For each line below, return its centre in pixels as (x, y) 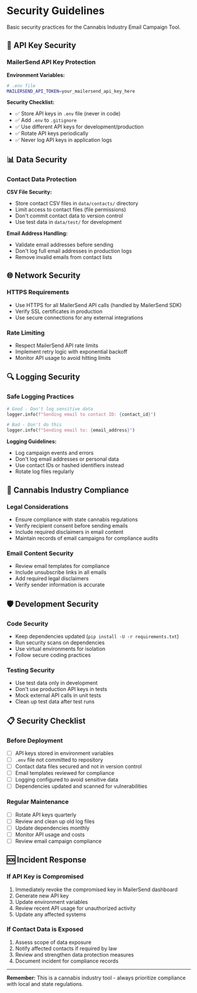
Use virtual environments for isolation (60, 648)
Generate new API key (42, 896)
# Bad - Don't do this (34, 425)
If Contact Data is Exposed (45, 929)
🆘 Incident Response (46, 860)
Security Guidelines (56, 11)
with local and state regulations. (45, 984)
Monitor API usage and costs (50, 834)
